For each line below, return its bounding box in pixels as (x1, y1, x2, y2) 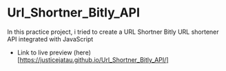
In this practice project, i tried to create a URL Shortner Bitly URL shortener (7, 28, 219, 36)
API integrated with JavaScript (7, 34, 94, 43)
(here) (73, 48, 92, 57)
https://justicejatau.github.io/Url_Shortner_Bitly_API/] (19, 55, 169, 63)
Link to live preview (17, 48, 72, 57)
